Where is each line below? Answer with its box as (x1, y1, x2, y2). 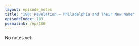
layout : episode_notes (5, 7, 52, 12)
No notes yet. (5, 35, 33, 41)
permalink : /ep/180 (5, 21, 46, 26)
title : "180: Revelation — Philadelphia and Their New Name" (5, 12, 135, 17)
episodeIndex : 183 (5, 16, 43, 21)
